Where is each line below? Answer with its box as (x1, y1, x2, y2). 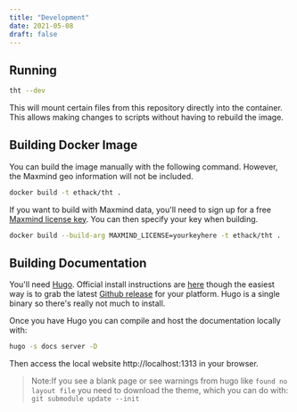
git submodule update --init (30, 394, 140, 404)
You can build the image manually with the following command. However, (9, 161, 278, 172)
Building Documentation (9, 256, 147, 271)
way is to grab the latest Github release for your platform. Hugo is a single (9, 289, 281, 300)
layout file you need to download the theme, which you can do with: (30, 385, 289, 396)
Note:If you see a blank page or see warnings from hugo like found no (30, 375, 288, 386)
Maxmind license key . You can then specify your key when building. (9, 213, 259, 224)
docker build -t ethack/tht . (9, 188, 122, 197)
